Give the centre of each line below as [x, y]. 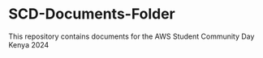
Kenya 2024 [29, 44]
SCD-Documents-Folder [92, 14]
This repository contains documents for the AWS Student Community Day [131, 36]
